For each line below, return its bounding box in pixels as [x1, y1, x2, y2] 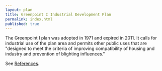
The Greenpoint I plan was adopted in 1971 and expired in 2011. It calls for [5, 35, 157, 41]
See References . [5, 60, 40, 66]
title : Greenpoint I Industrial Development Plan [5, 12, 112, 17]
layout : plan [5, 7, 33, 12]
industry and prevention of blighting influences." [5, 51, 105, 57]
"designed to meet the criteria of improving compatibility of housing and [5, 45, 155, 51]
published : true [5, 21, 39, 26]
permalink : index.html [5, 16, 53, 21]
